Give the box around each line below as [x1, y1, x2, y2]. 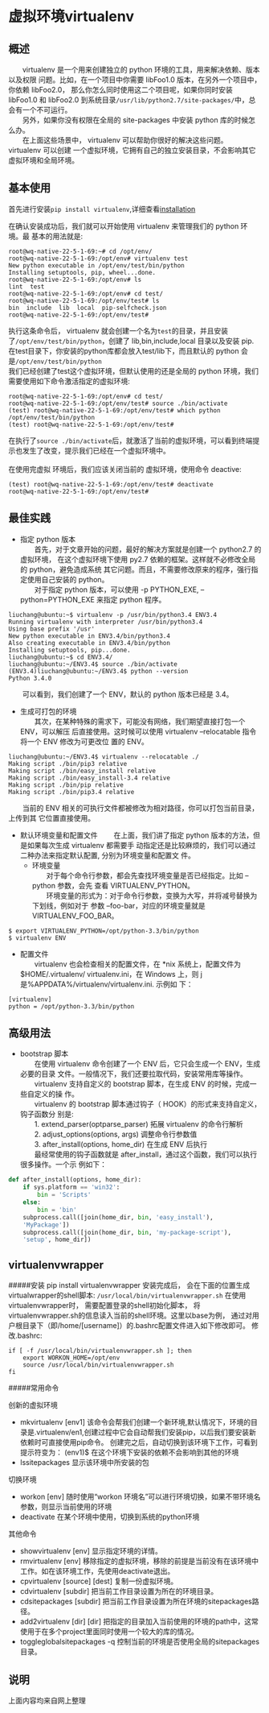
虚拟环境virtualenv [8, 7, 135, 26]
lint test [8, 283, 45, 291]
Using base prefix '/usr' [8, 625, 95, 633]
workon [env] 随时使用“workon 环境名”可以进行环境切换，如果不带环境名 [19, 1492, 261, 1502]
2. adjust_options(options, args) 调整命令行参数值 [34, 1129, 198, 1140]
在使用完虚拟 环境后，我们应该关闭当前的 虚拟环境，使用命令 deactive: [8, 464, 243, 474]
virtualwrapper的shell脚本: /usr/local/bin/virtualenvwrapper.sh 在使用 [8, 1290, 247, 1301]
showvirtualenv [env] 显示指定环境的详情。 [19, 1546, 163, 1556]
